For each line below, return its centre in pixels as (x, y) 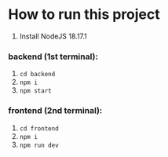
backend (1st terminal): (53, 57)
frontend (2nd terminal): (55, 111)
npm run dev (39, 145)
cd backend (37, 75)
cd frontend (39, 128)
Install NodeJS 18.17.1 (53, 36)
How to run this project (84, 15)
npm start (36, 91)
